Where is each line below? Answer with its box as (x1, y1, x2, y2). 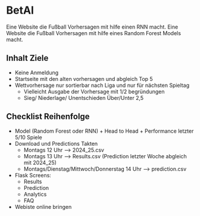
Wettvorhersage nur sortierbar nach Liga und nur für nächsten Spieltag (14, 82, 189, 89)
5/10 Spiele (14, 133, 43, 140)
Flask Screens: (14, 171, 52, 179)
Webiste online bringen (14, 203, 72, 210)
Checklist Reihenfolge (6, 111, 90, 122)
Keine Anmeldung (14, 69, 59, 76)
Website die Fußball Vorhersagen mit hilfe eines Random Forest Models (6, 29, 182, 36)
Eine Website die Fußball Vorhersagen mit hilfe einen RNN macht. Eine (6, 23, 179, 30)
